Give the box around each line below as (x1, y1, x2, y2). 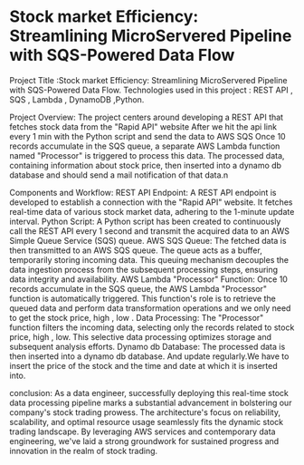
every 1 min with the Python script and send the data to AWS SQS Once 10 (9, 131, 287, 141)
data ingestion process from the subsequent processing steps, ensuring (9, 264, 279, 275)
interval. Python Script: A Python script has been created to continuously (9, 216, 281, 227)
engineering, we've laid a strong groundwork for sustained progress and (9, 435, 280, 446)
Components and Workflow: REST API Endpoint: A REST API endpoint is (9, 187, 277, 198)
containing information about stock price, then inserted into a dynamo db (9, 160, 282, 170)
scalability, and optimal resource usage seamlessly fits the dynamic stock (9, 416, 283, 427)
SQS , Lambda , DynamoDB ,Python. (9, 93, 145, 105)
